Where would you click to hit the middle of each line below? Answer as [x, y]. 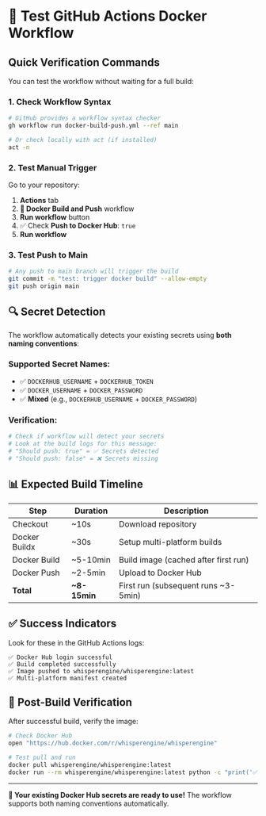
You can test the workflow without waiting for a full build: [101, 81]
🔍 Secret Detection [57, 312]
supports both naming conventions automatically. [89, 803]
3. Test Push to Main [48, 255]
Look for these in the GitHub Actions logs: [76, 642]
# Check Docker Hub [40, 736]
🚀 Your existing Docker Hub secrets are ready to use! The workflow [120, 795]
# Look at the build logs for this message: [83, 444]
